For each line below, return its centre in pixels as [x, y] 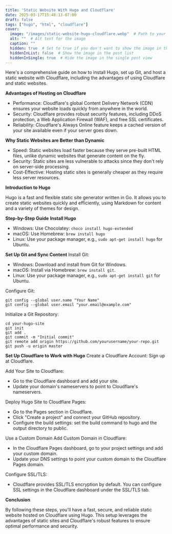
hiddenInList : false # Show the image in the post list [72, 53]
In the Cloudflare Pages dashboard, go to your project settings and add [88, 448]
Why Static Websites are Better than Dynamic [55, 140]
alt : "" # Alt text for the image [48, 39]
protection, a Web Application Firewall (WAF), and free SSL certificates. [88, 120]
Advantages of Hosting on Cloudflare [46, 93]
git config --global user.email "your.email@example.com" [68, 305]
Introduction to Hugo [28, 187]
